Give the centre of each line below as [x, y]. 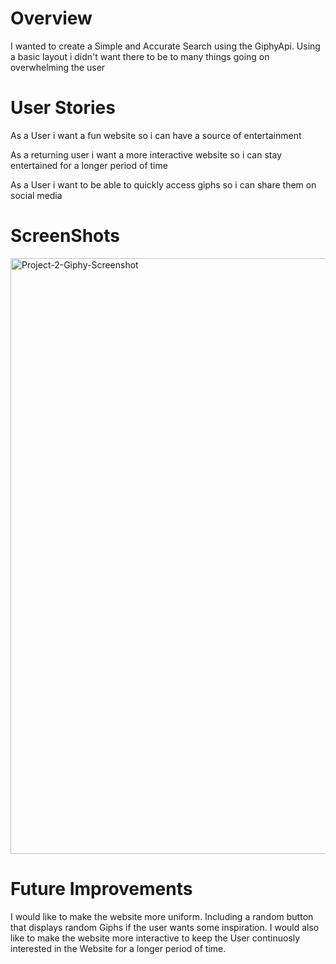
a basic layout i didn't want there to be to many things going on [140, 56]
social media [36, 195]
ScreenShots [65, 236]
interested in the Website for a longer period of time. [118, 948]
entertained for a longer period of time [89, 165]
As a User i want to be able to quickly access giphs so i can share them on [163, 184]
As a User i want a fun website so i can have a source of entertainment [156, 135]
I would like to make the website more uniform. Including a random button [162, 916]
